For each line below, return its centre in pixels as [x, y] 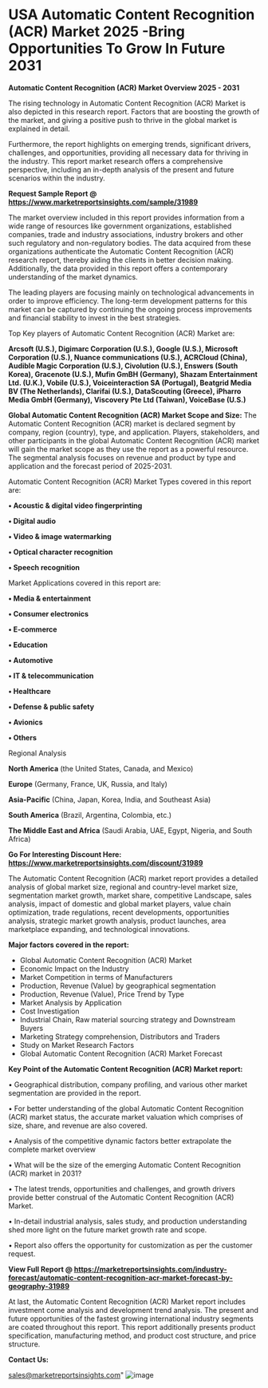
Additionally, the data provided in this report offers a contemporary [118, 268]
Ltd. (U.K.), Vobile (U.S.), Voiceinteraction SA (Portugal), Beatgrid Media [130, 383]
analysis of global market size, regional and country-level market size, [123, 886]
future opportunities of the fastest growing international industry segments [131, 1319]
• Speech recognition [44, 567]
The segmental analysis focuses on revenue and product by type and [122, 458]
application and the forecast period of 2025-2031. [91, 466]
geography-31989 [39, 1286]
